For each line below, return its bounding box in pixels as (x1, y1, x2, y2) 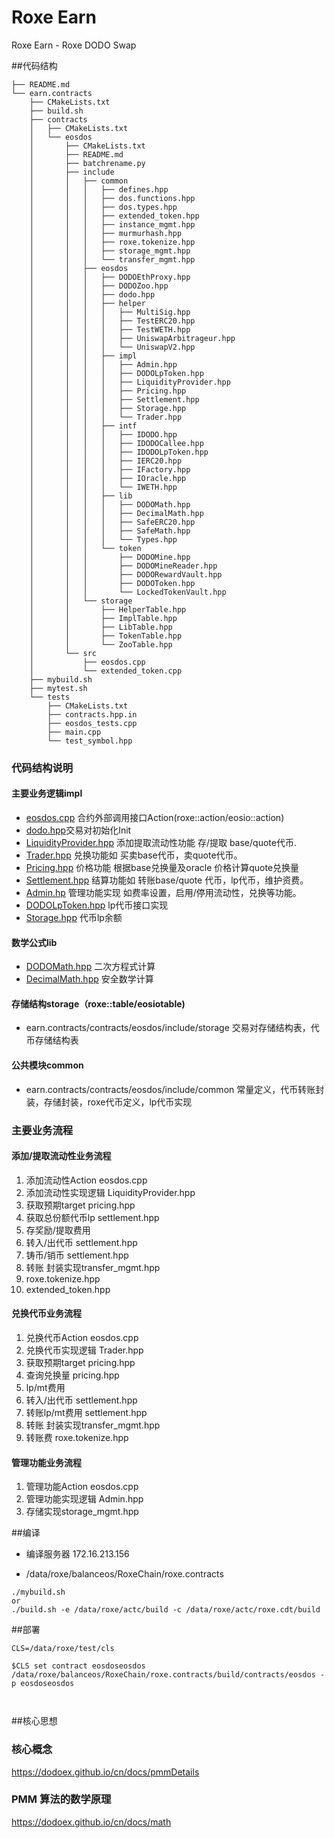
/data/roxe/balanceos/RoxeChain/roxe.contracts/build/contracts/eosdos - (11, 1670, 326, 1680)
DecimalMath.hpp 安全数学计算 (25, 973, 154, 985)
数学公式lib (11, 936, 58, 948)
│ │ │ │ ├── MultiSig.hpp (29, 307, 191, 317)
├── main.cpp (47, 727, 102, 737)
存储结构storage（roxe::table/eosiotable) (11, 997, 186, 1010)
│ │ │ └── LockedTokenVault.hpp (29, 587, 227, 597)
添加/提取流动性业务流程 (11, 1150, 112, 1162)
